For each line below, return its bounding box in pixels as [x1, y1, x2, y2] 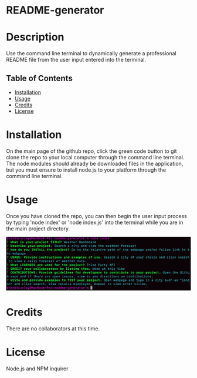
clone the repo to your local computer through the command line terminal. [6, 153, 185, 160]
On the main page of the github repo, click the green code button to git [6, 148, 177, 155]
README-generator [6, 4, 104, 17]
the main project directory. [6, 225, 70, 232]
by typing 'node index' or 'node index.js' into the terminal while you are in [6, 219, 184, 226]
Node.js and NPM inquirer [6, 365, 69, 372]
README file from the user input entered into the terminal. [6, 56, 147, 63]
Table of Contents [6, 73, 73, 83]
